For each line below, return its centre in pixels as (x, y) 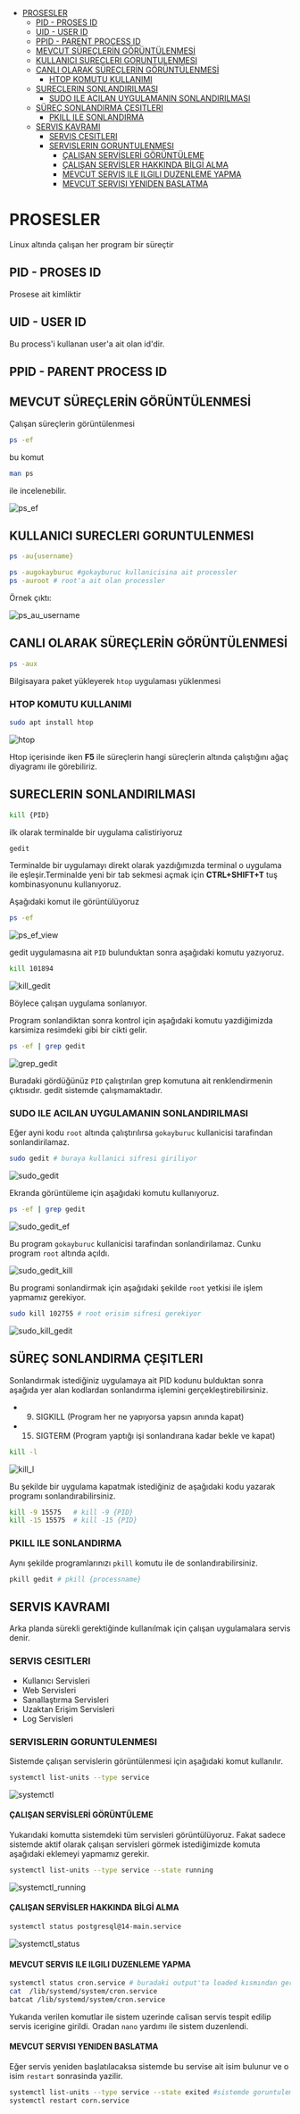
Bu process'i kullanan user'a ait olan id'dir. (87, 344)
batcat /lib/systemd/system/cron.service (87, 2000)
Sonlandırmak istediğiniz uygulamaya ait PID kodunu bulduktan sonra (136, 1380)
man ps (21, 473)
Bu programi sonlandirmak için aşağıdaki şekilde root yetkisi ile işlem (136, 1288)
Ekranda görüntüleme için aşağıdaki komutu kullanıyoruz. (114, 1193)
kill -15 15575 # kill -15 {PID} (74, 1521)
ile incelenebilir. (38, 490)
